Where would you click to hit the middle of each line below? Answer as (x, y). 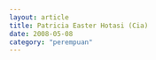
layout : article (39, 17)
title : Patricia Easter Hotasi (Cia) (79, 26)
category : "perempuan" (51, 42)
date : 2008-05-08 (41, 34)
